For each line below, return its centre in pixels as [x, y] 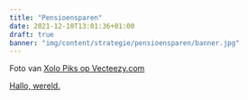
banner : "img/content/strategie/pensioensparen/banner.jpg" [125, 43]
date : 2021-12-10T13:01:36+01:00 [72, 26]
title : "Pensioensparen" [56, 18]
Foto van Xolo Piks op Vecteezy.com [77, 68]
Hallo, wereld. [35, 86]
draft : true [32, 34]
